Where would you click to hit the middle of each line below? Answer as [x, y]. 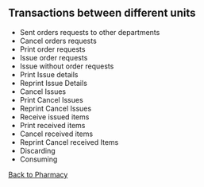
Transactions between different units [102, 13]
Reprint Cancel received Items [69, 142]
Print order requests [52, 49]
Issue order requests [54, 57]
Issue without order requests [67, 66]
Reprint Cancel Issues [56, 108]
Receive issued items [54, 117]
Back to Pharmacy [38, 174]
